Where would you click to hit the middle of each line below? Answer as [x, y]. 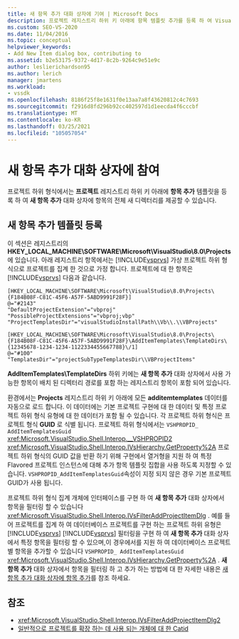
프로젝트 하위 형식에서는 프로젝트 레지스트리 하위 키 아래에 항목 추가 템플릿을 [113, 191]
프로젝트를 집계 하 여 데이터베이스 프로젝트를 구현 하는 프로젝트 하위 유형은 [118, 524]
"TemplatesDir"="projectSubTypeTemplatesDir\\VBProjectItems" [101, 360]
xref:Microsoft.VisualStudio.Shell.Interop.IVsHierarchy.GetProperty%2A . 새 [117, 560]
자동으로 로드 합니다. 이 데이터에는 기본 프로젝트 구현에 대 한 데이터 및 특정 [111, 407]
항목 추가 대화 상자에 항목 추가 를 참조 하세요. [69, 578]
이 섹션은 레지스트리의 [38, 243]
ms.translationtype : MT [43, 113]
